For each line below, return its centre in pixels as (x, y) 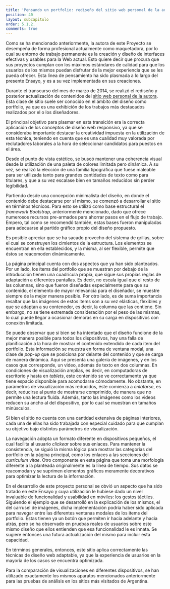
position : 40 (19, 15)
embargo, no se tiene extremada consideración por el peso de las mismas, (83, 312)
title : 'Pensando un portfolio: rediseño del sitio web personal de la (82, 10)
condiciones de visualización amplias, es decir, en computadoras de (77, 371)
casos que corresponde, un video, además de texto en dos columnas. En (82, 365)
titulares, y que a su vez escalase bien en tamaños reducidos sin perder (80, 180)
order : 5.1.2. (21, 24)
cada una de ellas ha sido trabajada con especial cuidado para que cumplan (85, 423)
